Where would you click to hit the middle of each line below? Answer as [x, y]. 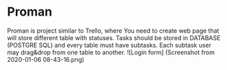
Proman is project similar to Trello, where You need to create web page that [113, 31]
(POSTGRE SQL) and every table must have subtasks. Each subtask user [109, 45]
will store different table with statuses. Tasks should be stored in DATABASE [114, 37]
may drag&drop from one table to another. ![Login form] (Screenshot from [111, 52]
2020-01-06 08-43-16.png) [46, 59]
